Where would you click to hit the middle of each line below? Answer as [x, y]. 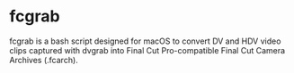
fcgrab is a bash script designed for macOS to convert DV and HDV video [145, 41]
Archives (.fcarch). [44, 60]
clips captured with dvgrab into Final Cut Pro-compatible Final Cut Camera [147, 50]
